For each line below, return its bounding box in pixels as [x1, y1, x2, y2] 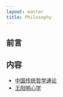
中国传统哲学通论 [14, 77, 57, 84]
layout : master [6, 8, 44, 15]
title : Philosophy [6, 14, 52, 20]
